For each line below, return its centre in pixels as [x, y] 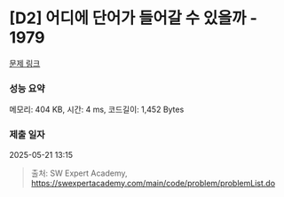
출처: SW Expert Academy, [79, 173]
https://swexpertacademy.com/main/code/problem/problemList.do [153, 183]
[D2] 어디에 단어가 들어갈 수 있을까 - [133, 18]
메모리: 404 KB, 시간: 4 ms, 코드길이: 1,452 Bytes [97, 110]
